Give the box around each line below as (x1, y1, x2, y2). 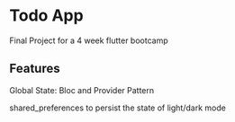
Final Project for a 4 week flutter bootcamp (9, 35, 168, 46)
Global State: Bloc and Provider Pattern (9, 84, 155, 95)
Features (9, 61, 60, 76)
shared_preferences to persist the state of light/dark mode (9, 102, 227, 113)
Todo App (9, 5, 84, 26)
